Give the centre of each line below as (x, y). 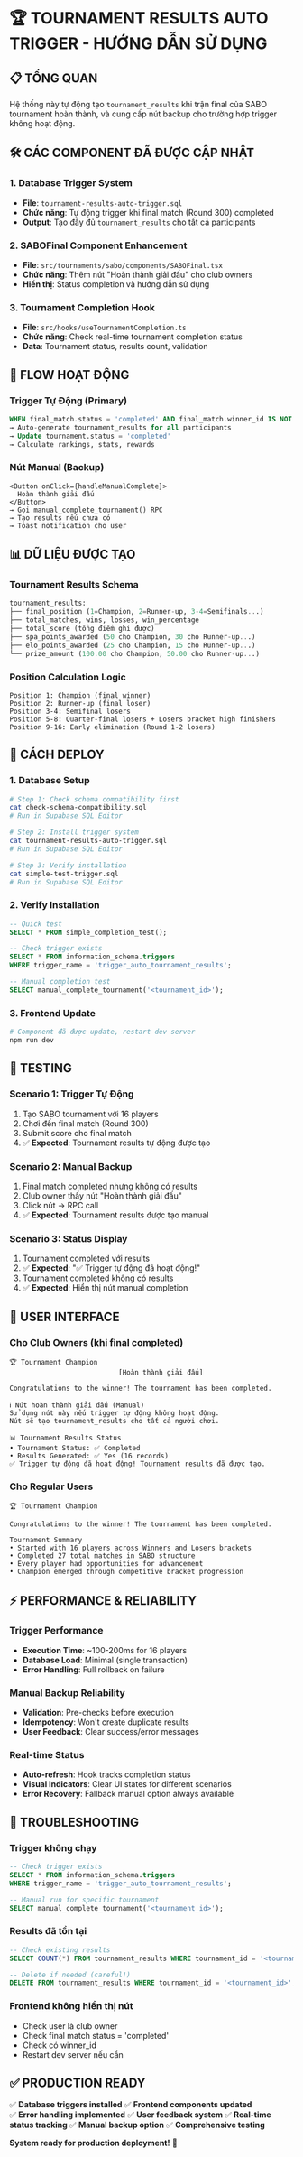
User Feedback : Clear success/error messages (111, 1732)
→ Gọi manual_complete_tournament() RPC (87, 510)
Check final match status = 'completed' (96, 2035)
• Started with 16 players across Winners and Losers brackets (131, 1548)
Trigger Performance (56, 1631)
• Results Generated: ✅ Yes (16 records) (89, 1456)
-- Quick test (36, 924)
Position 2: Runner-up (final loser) (80, 703)
